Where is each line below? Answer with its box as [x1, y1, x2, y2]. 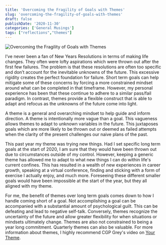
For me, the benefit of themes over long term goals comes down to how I [5, 193, 154, 198]
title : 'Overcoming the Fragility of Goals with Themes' [5, 7, 125, 12]
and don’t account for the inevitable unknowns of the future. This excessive [5, 69, 160, 75]
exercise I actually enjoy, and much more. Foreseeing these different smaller [5, 173, 161, 178]
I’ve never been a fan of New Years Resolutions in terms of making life [5, 53, 149, 59]
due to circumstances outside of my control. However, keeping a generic [5, 151, 154, 157]
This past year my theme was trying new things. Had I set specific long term [5, 141, 161, 147]
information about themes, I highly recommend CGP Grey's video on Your [5, 230, 155, 235]
